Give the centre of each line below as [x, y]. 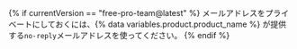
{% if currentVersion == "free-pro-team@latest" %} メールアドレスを [137, 13]
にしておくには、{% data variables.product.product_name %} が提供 [159, 24]
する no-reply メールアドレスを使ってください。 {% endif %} [119, 35]
